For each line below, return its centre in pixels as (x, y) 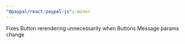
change (15, 34)
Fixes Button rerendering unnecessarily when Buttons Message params (92, 28)
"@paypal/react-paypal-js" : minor (48, 11)
